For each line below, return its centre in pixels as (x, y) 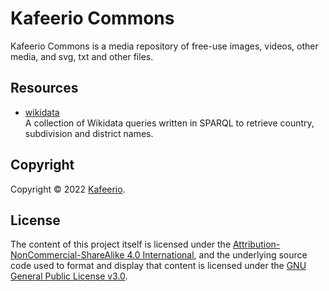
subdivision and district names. (89, 133)
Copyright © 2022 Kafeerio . (68, 189)
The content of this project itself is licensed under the (121, 244)
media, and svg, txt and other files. (82, 56)
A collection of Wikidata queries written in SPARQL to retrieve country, (169, 123)
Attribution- (256, 244)
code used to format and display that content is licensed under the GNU (158, 266)
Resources (44, 88)
